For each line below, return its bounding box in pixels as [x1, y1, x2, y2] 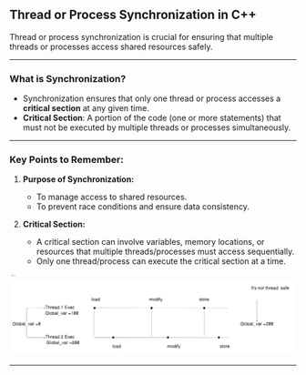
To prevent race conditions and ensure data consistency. [36, 201, 250, 212]
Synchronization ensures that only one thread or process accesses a [22, 93, 281, 104]
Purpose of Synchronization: [22, 174, 135, 185]
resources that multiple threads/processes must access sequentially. [36, 246, 295, 258]
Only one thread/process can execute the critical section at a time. [36, 256, 287, 267]
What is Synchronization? [9, 72, 127, 85]
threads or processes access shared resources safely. [9, 41, 213, 52]
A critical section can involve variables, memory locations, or [36, 237, 265, 248]
